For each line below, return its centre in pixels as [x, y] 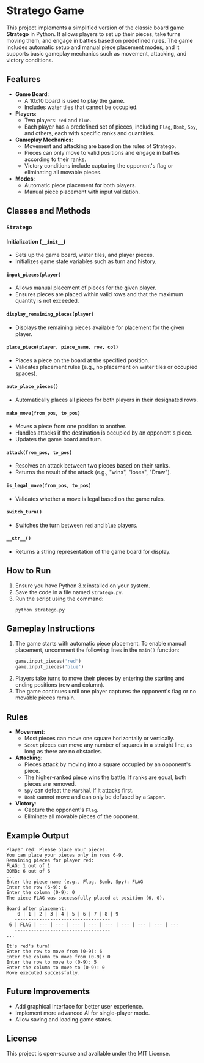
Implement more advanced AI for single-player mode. [82, 1013]
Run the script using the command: [59, 599]
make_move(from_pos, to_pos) [43, 413]
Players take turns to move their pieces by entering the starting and [100, 678]
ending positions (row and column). [60, 685]
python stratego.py [40, 610]
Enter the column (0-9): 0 [41, 893]
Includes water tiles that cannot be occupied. [81, 107]
